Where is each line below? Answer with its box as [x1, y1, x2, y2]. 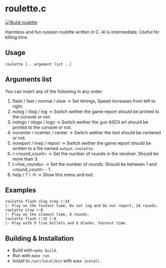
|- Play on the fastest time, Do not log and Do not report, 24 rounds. [5, 204, 159, 209]
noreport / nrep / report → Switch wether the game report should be [12, 140, 152, 146]
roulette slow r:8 [5, 208, 43, 213]
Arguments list [5, 75, 52, 84]
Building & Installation [5, 234, 74, 243]
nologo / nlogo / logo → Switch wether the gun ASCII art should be [12, 119, 149, 125]
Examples [5, 186, 36, 194]
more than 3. [12, 156, 39, 161]
